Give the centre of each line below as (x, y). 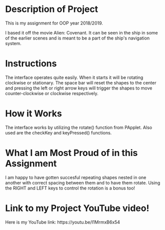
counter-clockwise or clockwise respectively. (52, 93)
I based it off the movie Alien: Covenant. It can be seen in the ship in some (82, 32)
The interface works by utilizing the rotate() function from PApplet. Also (79, 127)
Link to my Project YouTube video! (77, 208)
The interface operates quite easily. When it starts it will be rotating (74, 77)
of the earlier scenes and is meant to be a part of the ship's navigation (77, 38)
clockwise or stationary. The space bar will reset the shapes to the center (81, 82)
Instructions (31, 64)
